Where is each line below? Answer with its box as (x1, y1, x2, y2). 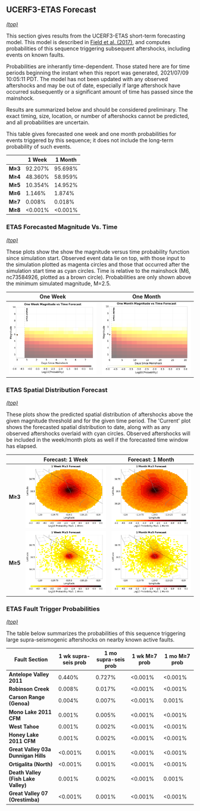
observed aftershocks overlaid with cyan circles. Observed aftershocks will (6, 430, 190, 437)
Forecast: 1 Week (43, 456, 88, 463)
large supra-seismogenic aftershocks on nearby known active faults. (6, 636, 175, 643)
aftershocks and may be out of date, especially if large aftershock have (6, 82, 180, 89)
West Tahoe (8, 723, 39, 730)
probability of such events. (6, 143, 72, 150)
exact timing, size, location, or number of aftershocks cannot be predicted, (6, 112, 189, 119)
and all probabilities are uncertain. (6, 119, 90, 126)
